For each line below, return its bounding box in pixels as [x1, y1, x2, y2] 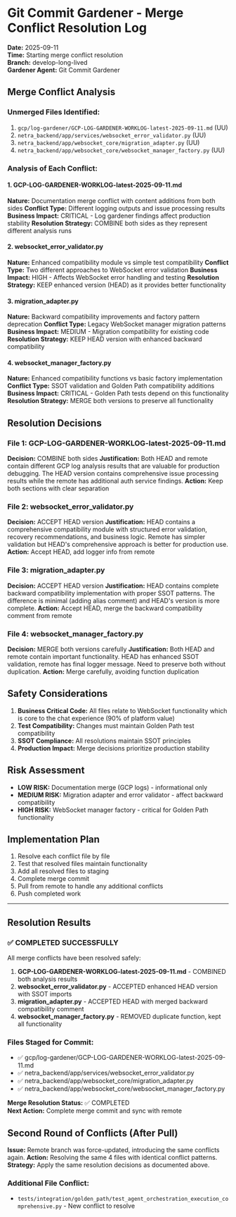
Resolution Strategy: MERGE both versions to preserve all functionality [7, 397, 214, 405]
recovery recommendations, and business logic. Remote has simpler [7, 533, 206, 541]
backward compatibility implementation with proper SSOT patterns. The [7, 588, 216, 597]
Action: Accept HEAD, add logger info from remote [7, 548, 155, 556]
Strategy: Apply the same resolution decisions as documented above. [7, 1161, 210, 1169]
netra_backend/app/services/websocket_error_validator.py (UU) [17, 130, 206, 139]
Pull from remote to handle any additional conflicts [17, 882, 164, 891]
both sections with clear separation [7, 484, 110, 493]
